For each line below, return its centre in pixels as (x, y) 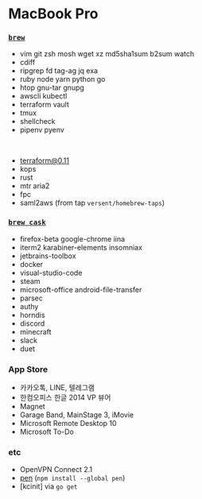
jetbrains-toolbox (48, 256)
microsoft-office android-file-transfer (81, 289)
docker (31, 264)
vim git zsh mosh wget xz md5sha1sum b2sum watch (107, 54)
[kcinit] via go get (49, 486)
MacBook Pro (53, 14)
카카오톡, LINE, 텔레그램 (57, 388)
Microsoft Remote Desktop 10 (68, 424)
